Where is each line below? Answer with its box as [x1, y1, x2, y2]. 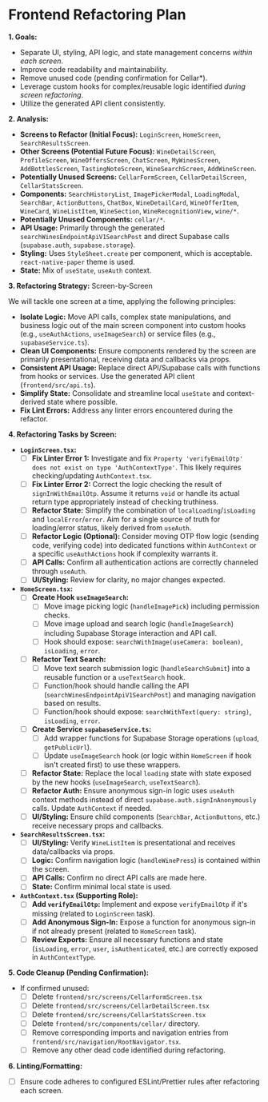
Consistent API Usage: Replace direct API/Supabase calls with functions [19, 362, 261, 373]
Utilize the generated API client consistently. [19, 98, 166, 108]
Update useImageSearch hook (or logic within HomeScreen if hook [43, 750, 252, 761]
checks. [43, 610, 70, 621]
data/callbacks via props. [31, 847, 115, 856]
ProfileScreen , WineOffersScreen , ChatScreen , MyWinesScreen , [19, 154, 222, 165]
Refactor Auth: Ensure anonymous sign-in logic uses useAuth [31, 786, 234, 796]
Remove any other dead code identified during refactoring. [31, 1045, 226, 1055]
